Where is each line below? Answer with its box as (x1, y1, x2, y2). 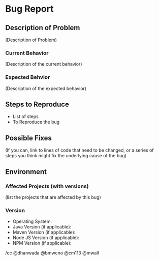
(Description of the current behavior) (5, 61, 82, 67)
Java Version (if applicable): (12, 224, 72, 230)
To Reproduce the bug (12, 119, 60, 125)
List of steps (12, 113, 39, 120)
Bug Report (5, 3, 54, 15)
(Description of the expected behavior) (5, 85, 87, 92)
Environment (5, 167, 47, 176)
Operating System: (12, 218, 52, 224)
